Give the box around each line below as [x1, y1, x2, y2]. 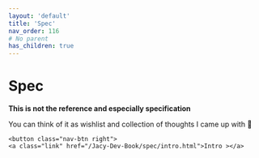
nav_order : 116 [8, 27, 60, 35]
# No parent [8, 34, 49, 43]
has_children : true [8, 42, 74, 50]
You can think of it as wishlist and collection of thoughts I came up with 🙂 [8, 119, 253, 130]
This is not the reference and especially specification [8, 104, 192, 113]
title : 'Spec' [8, 19, 57, 28]
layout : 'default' [8, 11, 70, 20]
